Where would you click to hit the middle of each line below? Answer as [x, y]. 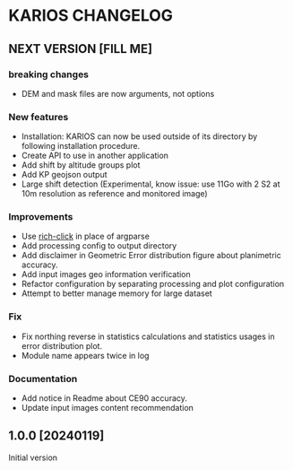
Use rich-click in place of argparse [85, 236]
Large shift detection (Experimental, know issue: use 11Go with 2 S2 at [151, 184]
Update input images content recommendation [108, 408]
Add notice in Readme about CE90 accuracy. [104, 398]
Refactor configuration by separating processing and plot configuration [153, 284]
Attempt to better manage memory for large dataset [116, 293]
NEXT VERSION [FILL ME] [81, 49]
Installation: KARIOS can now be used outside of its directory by [139, 136]
